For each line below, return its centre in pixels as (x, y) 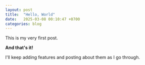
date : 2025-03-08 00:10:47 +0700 (43, 19)
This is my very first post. (32, 38)
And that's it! (19, 47)
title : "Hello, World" (30, 14)
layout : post (19, 10)
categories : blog (23, 24)
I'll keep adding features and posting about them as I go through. (73, 57)
